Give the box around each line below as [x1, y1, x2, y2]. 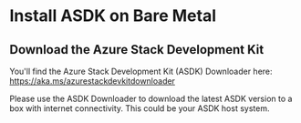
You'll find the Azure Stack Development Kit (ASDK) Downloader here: [9, 66, 273, 77]
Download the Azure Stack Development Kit [9, 42, 265, 57]
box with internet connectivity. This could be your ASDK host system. [9, 103, 270, 114]
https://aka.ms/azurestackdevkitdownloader [9, 76, 176, 87]
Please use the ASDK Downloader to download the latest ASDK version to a [9, 93, 293, 104]
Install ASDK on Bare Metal [9, 5, 217, 26]
